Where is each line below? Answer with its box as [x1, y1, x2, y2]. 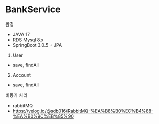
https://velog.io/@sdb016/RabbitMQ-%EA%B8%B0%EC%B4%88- [12, 108, 154, 114]
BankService [5, 4, 61, 15]
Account [12, 71, 31, 78]
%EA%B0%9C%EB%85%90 [12, 113, 74, 119]
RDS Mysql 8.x [12, 37, 44, 43]
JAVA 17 [12, 31, 30, 37]
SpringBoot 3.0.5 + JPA [12, 42, 62, 48]
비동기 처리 [5, 92, 28, 98]
